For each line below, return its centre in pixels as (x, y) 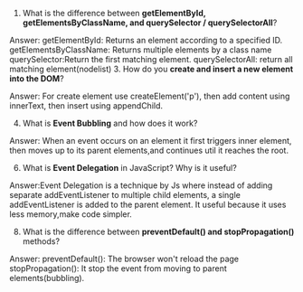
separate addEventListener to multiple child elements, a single (125, 195)
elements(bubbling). (47, 278)
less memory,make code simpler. (71, 214)
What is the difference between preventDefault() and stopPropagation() (158, 231)
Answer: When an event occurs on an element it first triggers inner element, (151, 141)
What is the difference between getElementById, (114, 13)
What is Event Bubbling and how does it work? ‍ (111, 123)
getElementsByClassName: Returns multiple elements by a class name (141, 50)
